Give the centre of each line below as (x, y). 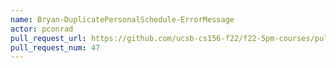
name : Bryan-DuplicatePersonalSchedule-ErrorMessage (122, 19)
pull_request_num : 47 (55, 47)
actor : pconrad (42, 29)
